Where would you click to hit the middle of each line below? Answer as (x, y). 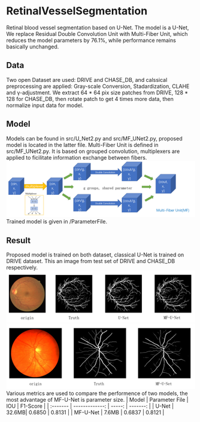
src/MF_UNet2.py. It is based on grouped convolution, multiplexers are (93, 151)
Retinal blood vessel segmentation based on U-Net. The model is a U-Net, (98, 27)
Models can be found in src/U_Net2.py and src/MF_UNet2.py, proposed (94, 138)
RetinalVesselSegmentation (77, 11)
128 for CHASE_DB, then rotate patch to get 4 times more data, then (90, 99)
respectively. (22, 267)
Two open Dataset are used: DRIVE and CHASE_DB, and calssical (87, 79)
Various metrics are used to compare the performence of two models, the (97, 393)
